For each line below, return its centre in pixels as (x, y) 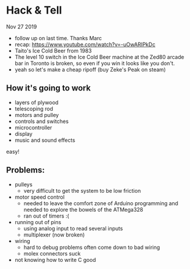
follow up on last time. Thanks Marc (58, 38)
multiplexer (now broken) (54, 235)
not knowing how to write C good (55, 260)
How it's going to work (49, 88)
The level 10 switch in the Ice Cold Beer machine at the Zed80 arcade (99, 57)
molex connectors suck (52, 253)
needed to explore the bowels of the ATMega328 (83, 209)
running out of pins (38, 222)
